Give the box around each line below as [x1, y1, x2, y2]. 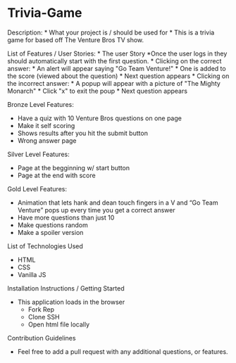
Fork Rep [27, 305, 55, 314]
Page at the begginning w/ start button [17, 163, 130, 172]
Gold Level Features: [7, 184, 67, 193]
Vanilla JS [17, 270, 46, 279]
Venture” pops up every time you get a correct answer [17, 205, 175, 214]
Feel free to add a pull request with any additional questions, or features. [17, 347, 228, 356]
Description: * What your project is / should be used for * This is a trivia [7, 28, 215, 37]
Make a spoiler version [17, 228, 84, 236]
